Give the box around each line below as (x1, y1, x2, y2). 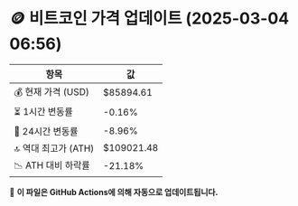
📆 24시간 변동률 (14, 125, 79, 137)
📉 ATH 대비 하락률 (14, 159, 90, 172)
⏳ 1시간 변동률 (14, 105, 74, 117)
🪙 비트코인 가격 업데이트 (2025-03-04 (9, 8, 290, 29)
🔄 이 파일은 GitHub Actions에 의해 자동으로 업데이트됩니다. (9, 186, 219, 197)
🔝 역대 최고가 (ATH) (14, 142, 95, 154)
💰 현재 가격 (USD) (14, 85, 90, 98)
